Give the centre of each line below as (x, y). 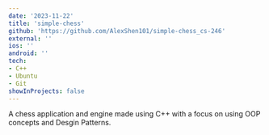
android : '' (28, 53)
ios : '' (21, 46)
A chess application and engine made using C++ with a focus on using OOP (134, 114)
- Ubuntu (23, 76)
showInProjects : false (46, 91)
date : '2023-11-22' (41, 16)
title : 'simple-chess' (46, 23)
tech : (17, 61)
